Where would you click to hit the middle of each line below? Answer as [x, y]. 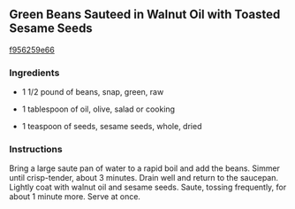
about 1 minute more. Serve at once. [75, 197]
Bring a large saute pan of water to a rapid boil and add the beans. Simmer [145, 168]
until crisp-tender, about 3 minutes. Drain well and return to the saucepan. [144, 178]
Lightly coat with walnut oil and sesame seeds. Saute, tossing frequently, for [148, 187]
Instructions [36, 150]
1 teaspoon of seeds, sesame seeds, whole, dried [112, 127]
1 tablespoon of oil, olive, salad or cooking [98, 109]
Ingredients [34, 73]
